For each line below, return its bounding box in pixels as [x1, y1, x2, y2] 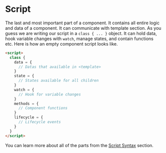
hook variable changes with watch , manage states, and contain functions [5, 36, 154, 42]
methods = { [14, 101, 39, 106]
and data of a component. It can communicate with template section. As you [5, 25, 162, 31]
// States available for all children [18, 78, 99, 83]
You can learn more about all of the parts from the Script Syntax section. [5, 142, 154, 148]
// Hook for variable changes [18, 92, 81, 97]
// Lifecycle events [18, 120, 61, 125]
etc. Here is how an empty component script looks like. [5, 41, 118, 47]
